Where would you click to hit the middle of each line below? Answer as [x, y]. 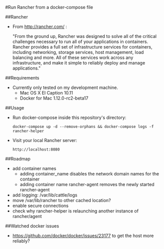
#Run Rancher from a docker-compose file [49, 7]
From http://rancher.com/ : [40, 26]
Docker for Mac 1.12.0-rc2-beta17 [54, 98]
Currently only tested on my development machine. [65, 87]
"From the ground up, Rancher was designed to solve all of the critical [84, 36]
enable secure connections [40, 205]
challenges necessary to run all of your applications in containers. [80, 41]
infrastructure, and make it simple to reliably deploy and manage [79, 63]
